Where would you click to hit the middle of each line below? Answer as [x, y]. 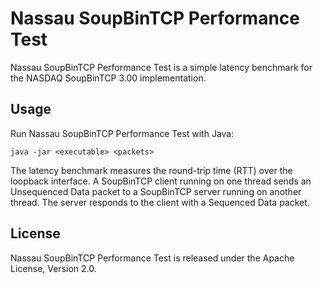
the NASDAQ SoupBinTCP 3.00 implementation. [108, 78]
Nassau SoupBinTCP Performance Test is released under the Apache [152, 258]
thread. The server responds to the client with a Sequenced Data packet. [160, 202]
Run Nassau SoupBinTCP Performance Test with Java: [122, 133]
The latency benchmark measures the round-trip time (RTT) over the [151, 170]
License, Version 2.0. [53, 268]
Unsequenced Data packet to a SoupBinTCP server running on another [156, 191]
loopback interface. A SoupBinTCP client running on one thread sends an [161, 181]
